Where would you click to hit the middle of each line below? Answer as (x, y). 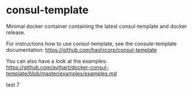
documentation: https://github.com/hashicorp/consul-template (82, 49)
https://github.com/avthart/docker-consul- (58, 67)
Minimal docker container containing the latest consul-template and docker (96, 26)
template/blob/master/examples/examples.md (61, 73)
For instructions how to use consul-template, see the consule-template (92, 44)
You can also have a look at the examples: (56, 61)
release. (16, 32)
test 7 (13, 84)
